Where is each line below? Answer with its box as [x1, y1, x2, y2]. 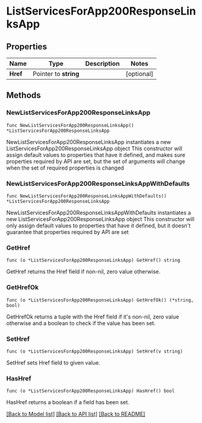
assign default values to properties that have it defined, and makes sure [6, 151, 186, 159]
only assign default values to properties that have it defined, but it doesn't [6, 222, 191, 229]
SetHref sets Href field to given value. [6, 359, 101, 366]
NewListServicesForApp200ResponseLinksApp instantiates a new [6, 138, 172, 145]
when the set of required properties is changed [6, 164, 124, 171]
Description [85, 60, 120, 67]
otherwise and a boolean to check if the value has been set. [6, 319, 156, 326]
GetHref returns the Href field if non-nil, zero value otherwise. [6, 268, 161, 275]
